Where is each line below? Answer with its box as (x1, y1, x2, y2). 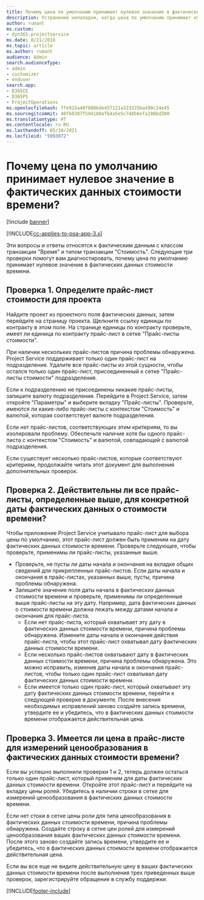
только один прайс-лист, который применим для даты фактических (6, 775, 183, 782)
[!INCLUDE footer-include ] (6, 887, 71, 895)
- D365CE (6, 88, 29, 94)
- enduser (6, 77, 32, 83)
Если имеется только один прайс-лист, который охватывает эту (24, 683, 191, 690)
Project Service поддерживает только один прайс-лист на (6, 355, 157, 362)
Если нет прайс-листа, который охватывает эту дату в (24, 619, 166, 626)
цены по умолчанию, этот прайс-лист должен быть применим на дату (6, 536, 189, 544)
